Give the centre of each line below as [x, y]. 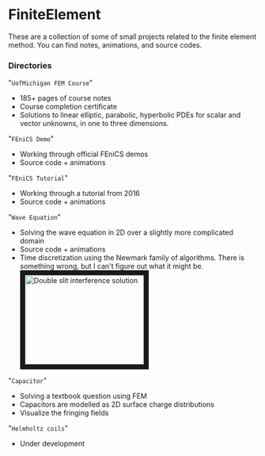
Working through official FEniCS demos [84, 154]
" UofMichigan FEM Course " [51, 83]
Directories [30, 65]
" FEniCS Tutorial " [38, 178]
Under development [52, 444]
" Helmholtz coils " [38, 428]
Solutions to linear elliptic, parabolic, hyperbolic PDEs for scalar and [130, 115]
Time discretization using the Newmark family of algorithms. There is [132, 258]
